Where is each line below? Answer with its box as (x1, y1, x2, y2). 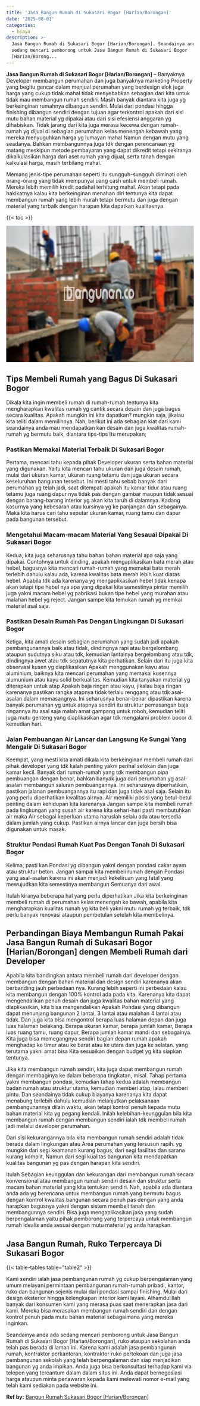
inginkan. (6, 1320, 29, 1327)
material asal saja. (6, 602, 51, 610)
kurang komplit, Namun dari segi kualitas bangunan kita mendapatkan (6, 1153, 177, 1160)
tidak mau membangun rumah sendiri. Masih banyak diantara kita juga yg (6, 96, 186, 103)
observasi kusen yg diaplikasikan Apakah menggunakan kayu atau (6, 663, 170, 670)
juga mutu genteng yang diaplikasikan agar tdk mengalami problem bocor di (6, 714, 193, 721)
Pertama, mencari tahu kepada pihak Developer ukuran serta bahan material (6, 459, 193, 466)
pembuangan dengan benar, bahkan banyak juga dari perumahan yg (6, 775, 174, 782)
